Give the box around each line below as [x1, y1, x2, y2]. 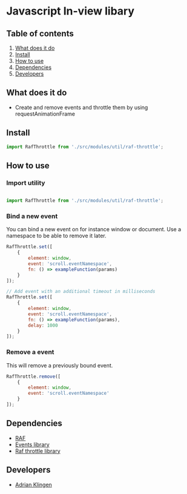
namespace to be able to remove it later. [6, 232, 107, 240]
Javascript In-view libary [6, 4, 135, 18]
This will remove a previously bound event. [6, 361, 113, 369]
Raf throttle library [15, 447, 61, 455]
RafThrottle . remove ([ [6, 374, 61, 380]
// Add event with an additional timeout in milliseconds [6, 289, 156, 295]
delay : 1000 [28, 322, 59, 328]
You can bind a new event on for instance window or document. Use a [6, 226, 182, 233]
